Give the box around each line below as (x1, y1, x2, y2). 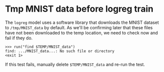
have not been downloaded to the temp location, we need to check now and (5, 30, 158, 36)
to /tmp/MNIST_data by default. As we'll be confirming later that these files (5, 24, 153, 30)
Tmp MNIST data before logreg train (5, 3, 154, 15)
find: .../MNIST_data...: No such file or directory (5, 49, 115, 54)
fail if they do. (5, 35, 33, 41)
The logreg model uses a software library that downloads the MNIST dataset (5, 19, 159, 25)
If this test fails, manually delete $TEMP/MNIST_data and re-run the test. (5, 61, 145, 67)
